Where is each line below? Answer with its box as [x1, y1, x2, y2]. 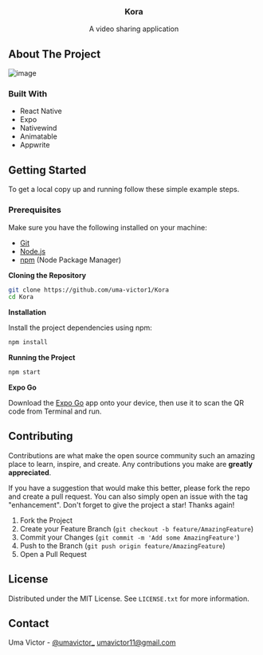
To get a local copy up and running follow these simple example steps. [8, 185, 240, 194]
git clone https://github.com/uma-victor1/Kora [8, 285, 170, 294]
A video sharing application [88, 24, 179, 33]
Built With [8, 88, 48, 100]
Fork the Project [19, 516, 73, 525]
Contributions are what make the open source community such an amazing [8, 450, 255, 460]
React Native [19, 106, 62, 116]
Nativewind [19, 124, 57, 133]
